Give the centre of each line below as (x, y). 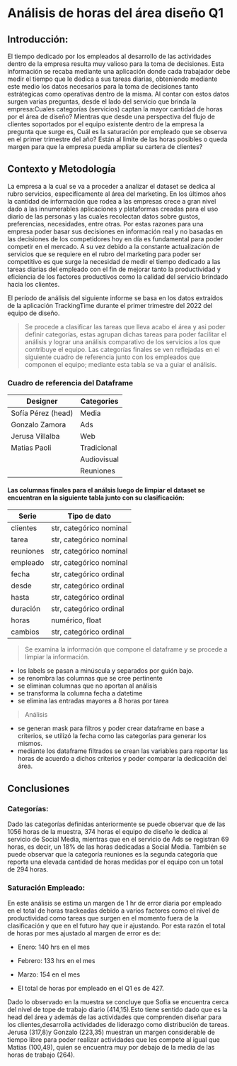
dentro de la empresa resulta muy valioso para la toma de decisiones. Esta (116, 64)
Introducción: (38, 39)
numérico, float (76, 620)
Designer (42, 401)
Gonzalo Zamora (39, 425)
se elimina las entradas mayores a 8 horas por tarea (93, 701)
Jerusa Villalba (35, 436)
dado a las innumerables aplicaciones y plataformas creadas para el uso (113, 209)
